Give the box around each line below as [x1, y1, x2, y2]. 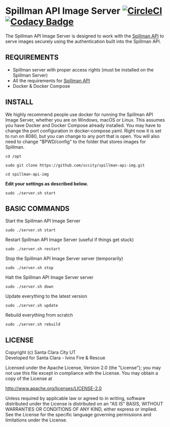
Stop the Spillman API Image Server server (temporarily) [5, 255, 124, 262]
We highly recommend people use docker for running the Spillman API [5, 111, 153, 117]
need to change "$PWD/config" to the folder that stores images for [5, 138, 147, 145]
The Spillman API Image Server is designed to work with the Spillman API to [5, 33, 164, 39]
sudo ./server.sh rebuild [5, 322, 60, 327]
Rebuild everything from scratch [5, 312, 73, 318]
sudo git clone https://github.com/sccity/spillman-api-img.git [5, 162, 145, 168]
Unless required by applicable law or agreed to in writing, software [5, 395, 145, 401]
